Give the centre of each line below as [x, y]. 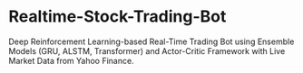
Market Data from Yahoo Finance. [71, 60]
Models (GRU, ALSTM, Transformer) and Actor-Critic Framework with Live [147, 50]
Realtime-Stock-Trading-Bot [117, 17]
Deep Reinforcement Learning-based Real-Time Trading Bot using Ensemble [151, 41]
